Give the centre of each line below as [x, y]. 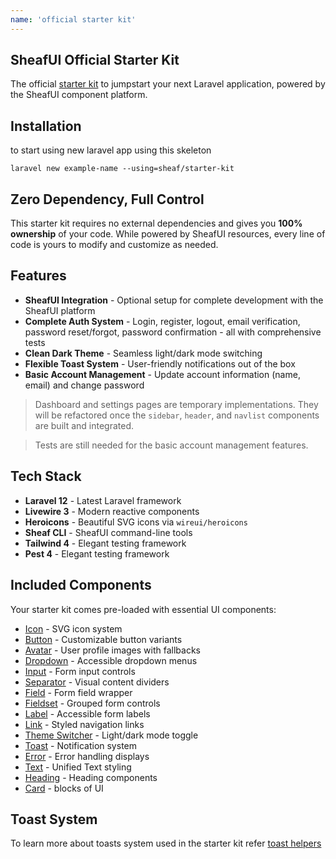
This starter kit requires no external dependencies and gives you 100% [156, 223]
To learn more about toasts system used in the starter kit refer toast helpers [166, 843]
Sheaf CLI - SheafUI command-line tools [108, 532]
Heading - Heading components [91, 777]
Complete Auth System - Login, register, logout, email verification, [162, 321]
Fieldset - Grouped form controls [92, 703]
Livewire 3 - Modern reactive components [112, 511]
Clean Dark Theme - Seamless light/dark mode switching [143, 353]
